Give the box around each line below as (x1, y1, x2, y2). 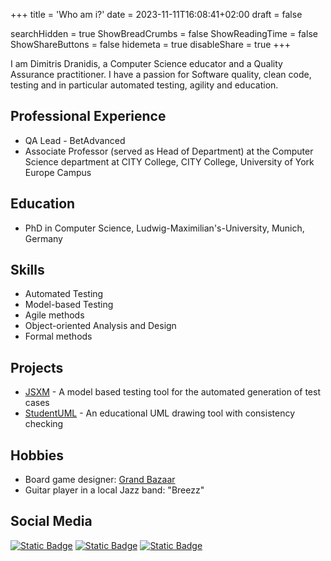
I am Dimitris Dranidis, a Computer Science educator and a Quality (10, 58, 283, 69)
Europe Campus (24, 166, 92, 178)
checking (24, 418, 64, 430)
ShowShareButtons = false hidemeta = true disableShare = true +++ (10, 39, 292, 50)
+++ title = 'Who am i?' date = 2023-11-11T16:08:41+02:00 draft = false (10, 9, 303, 20)
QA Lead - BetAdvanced (24, 134, 126, 146)
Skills (10, 262, 45, 279)
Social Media (10, 513, 93, 530)
